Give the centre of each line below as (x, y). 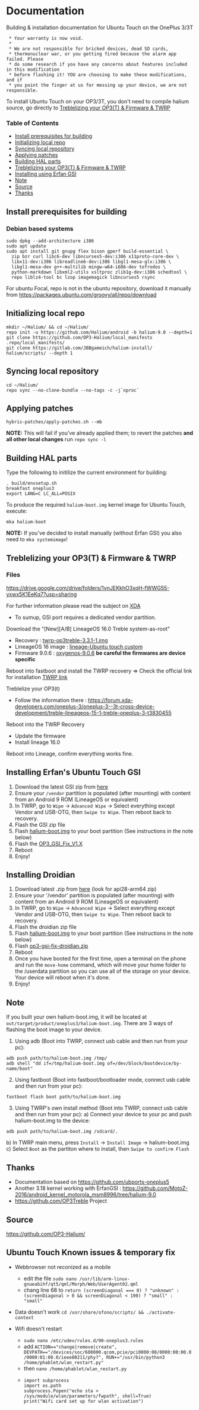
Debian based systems (40, 228)
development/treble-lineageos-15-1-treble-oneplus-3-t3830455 (93, 712)
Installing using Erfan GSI (45, 174)
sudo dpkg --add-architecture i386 (50, 241)
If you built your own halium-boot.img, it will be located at (77, 1017)
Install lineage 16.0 (37, 742)
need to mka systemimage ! (37, 539)
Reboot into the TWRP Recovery (45, 724)
